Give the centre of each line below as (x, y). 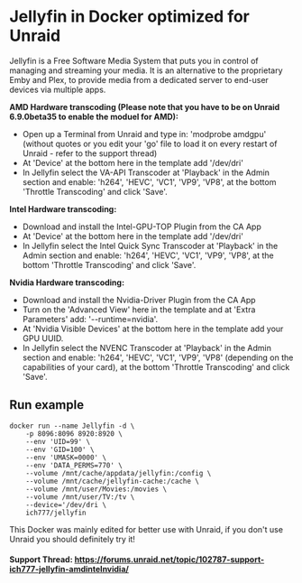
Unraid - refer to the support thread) (90, 153)
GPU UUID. (43, 338)
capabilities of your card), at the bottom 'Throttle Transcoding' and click (156, 366)
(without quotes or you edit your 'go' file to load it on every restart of (150, 143)
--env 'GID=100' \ (60, 449)
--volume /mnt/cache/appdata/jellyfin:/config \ (119, 473)
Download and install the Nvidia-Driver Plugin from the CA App (139, 300)
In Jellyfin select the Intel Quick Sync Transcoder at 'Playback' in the (150, 245)
